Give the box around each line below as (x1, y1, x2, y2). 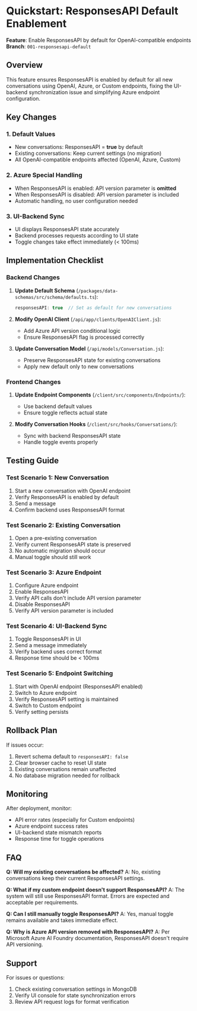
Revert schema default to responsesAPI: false (14, 753, 129, 760)
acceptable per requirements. (6, 899, 79, 906)
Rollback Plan (6, 725, 58, 736)
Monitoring (6, 789, 49, 799)
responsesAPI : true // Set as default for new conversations (14, 305, 172, 311)
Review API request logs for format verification (14, 998, 129, 1006)
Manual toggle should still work (14, 553, 91, 560)
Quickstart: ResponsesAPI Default (6, 4, 179, 18)
